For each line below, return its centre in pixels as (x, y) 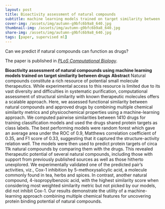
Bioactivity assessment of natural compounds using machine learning (79, 70)
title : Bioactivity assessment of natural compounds (61, 14)
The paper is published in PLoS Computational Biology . (61, 61)
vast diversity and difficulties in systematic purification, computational (76, 91)
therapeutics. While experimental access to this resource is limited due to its (83, 86)
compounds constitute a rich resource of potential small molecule (72, 81)
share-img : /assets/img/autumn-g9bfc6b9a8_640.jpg (58, 33)
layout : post (19, 10)
